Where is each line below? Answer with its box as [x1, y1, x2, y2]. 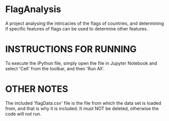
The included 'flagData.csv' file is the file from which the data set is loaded [5, 100, 161, 106]
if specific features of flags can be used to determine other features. [5, 25, 148, 31]
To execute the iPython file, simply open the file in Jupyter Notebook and [5, 60, 157, 66]
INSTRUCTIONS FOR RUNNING [5, 44, 137, 55]
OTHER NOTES [5, 84, 68, 95]
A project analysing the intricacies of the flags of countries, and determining [5, 20, 164, 26]
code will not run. [5, 110, 41, 117]
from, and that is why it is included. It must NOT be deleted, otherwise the [5, 105, 159, 111]
